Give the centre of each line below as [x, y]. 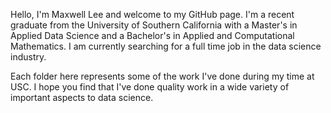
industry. [28, 57]
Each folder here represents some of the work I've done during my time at [162, 76]
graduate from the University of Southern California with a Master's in [154, 25]
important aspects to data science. [82, 97]
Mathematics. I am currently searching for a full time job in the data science [166, 46]
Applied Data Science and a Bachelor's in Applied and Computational [152, 35]
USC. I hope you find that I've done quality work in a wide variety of [150, 87]
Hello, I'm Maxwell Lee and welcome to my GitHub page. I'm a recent [152, 14]
